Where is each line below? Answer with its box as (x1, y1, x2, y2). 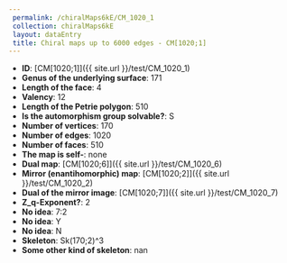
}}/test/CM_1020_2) (21, 177, 94, 189)
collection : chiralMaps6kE (12, 22, 115, 31)
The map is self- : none (21, 150, 107, 160)
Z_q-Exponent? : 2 (21, 197, 91, 208)
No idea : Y (21, 216, 62, 227)
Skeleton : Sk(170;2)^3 (21, 235, 105, 246)
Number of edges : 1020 (21, 130, 112, 141)
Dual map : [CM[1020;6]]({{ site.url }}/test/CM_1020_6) (21, 159, 223, 169)
